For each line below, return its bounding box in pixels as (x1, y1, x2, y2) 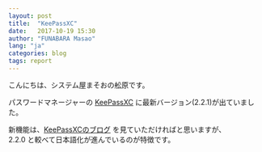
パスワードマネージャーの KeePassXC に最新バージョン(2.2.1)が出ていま (8, 97, 248, 107)
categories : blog (8, 49, 67, 57)
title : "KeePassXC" (8, 19, 78, 27)
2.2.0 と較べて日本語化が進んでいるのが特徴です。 (8, 134, 175, 144)
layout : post (8, 11, 53, 20)
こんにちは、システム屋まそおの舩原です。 (8, 80, 150, 90)
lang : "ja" (8, 42, 45, 50)
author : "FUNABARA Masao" (8, 34, 95, 43)
